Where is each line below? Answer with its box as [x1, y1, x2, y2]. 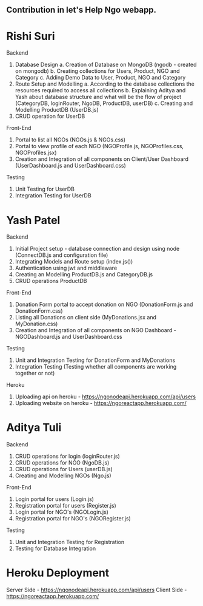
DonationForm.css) [15, 307, 63, 315]
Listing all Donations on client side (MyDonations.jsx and [15, 314, 156, 321]
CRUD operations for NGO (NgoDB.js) [15, 459, 110, 466]
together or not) [15, 370, 55, 377]
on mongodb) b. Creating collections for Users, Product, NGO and [15, 67, 180, 75]
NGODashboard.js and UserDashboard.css [15, 333, 122, 341]
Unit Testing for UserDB [15, 185, 75, 193]
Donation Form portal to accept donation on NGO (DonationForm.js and [15, 301, 193, 308]
